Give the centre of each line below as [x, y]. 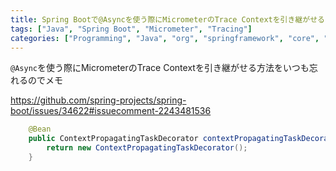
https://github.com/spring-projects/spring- [98, 100]
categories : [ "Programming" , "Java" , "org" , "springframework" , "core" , [165, 38]
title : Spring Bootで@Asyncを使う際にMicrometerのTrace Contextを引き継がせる [167, 19]
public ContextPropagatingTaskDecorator [113, 139]
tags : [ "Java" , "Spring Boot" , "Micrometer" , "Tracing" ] [131, 29]
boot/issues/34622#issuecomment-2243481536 [111, 111]
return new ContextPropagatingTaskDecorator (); [147, 148]
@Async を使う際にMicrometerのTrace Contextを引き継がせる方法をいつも [160, 68]
